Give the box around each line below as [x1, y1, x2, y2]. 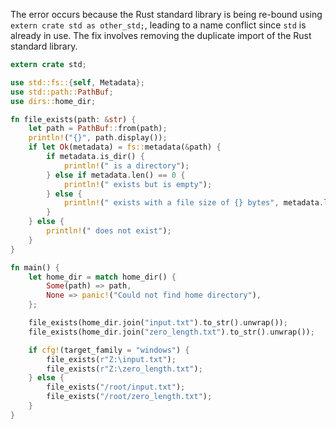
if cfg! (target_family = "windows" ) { [28, 345, 190, 355]
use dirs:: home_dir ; [10, 96, 97, 106]
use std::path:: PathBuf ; [10, 87, 114, 97]
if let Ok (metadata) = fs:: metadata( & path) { [28, 142, 222, 153]
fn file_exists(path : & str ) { [10, 114, 137, 124]
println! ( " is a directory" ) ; [63, 160, 190, 171]
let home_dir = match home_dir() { [28, 272, 177, 282]
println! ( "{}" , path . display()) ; [28, 133, 168, 143]
